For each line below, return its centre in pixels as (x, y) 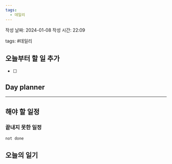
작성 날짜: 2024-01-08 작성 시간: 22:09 (45, 30)
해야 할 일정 (23, 112)
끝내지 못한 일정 (24, 127)
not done (15, 138)
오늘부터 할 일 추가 (33, 58)
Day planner (25, 87)
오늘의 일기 (22, 156)
